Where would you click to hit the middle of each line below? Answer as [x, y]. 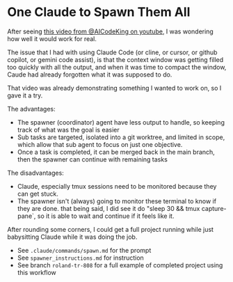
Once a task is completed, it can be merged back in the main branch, [116, 152]
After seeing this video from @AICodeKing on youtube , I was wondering [110, 31]
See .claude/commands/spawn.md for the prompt [84, 250]
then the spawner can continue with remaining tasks [93, 159]
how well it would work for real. [52, 38]
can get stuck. [38, 194]
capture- [214, 208]
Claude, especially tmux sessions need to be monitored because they [117, 186]
